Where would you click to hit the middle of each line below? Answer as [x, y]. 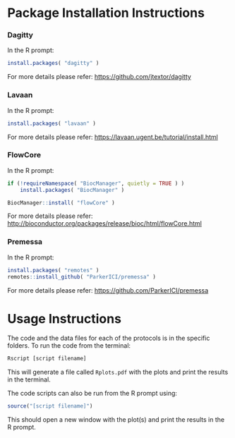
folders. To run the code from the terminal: [69, 346]
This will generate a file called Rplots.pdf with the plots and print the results [118, 372]
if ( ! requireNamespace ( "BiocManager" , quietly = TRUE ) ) [96, 183]
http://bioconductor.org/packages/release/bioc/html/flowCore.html [105, 224]
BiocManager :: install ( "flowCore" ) [61, 202]
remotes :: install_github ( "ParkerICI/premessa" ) [82, 276]
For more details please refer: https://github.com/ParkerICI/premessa [108, 290]
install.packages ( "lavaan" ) [52, 123]
